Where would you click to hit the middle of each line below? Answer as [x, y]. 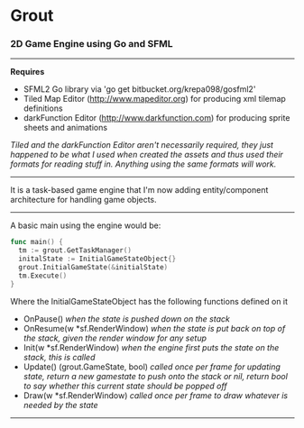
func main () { [37, 242]
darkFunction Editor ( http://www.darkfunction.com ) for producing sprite [157, 118]
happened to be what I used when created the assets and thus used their [147, 155]
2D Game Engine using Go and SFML [92, 44]
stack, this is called [59, 357]
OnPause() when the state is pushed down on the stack [127, 319]
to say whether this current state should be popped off [125, 386]
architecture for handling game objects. [83, 200]
